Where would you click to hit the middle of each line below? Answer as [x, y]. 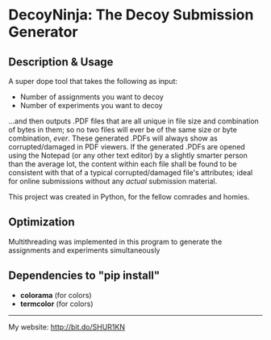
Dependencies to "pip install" [84, 276]
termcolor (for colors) [56, 304]
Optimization [42, 222]
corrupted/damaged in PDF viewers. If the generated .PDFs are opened [127, 147]
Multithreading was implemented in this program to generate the [115, 241]
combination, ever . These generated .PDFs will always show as [113, 138]
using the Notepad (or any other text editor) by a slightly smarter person [128, 155]
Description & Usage [61, 62]
